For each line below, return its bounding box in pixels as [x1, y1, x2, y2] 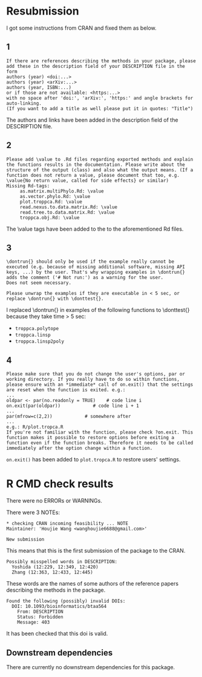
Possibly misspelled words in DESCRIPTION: [6, 559, 118, 565]
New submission [6, 537, 45, 543]
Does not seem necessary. [6, 280, 71, 286]
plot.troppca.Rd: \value [19, 199, 83, 205]
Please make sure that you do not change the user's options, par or [6, 371, 186, 377]
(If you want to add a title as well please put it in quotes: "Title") [6, 105, 194, 111]
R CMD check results [6, 477, 114, 491]
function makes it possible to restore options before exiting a [6, 435, 174, 441]
